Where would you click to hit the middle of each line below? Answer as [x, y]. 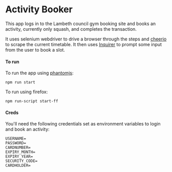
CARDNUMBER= [18, 148]
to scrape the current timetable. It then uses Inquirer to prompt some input [84, 44]
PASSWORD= [16, 143]
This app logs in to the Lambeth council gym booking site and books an [81, 24]
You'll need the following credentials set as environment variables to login [83, 124]
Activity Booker [39, 9]
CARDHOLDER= [18, 166]
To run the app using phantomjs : [39, 73]
